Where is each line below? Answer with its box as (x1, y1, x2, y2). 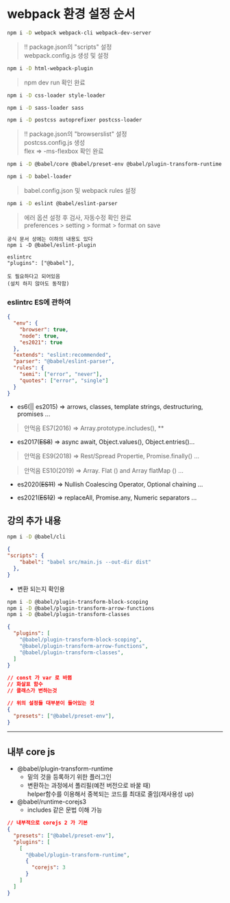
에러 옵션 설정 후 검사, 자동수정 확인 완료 (23, 213, 132, 222)
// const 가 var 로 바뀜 (7, 675, 73, 681)
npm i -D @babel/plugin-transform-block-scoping (7, 598, 149, 605)
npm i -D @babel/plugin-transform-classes (7, 611, 130, 618)
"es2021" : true (19, 339, 63, 346)
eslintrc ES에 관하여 (7, 297, 71, 307)
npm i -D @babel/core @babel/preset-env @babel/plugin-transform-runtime (7, 161, 222, 168)
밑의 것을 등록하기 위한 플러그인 (27, 773, 112, 781)
